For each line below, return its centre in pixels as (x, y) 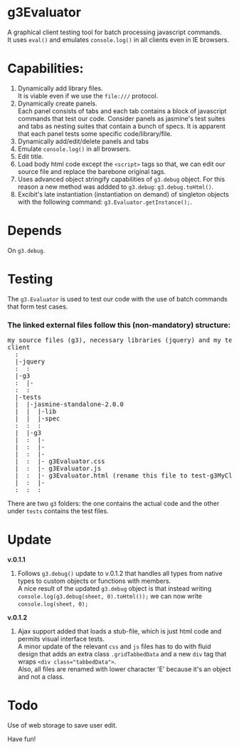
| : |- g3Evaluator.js (58, 469)
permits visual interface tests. (61, 639)
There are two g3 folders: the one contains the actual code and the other (113, 504)
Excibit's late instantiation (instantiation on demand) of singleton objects (123, 194)
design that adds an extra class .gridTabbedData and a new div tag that (122, 654)
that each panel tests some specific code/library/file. (95, 133)
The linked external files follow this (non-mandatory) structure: (119, 325)
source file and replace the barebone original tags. (92, 171)
